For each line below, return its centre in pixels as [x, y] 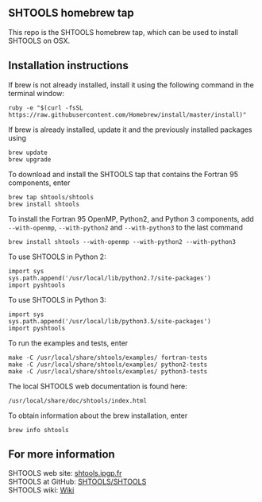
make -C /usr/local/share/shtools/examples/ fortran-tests [108, 357]
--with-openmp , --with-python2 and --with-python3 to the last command [126, 227]
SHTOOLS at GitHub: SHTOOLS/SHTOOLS [77, 482]
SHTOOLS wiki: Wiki [41, 490]
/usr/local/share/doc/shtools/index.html [78, 400]
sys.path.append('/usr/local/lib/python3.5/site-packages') [110, 321]
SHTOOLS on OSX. [39, 41]
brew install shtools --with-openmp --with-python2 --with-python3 [122, 241]
